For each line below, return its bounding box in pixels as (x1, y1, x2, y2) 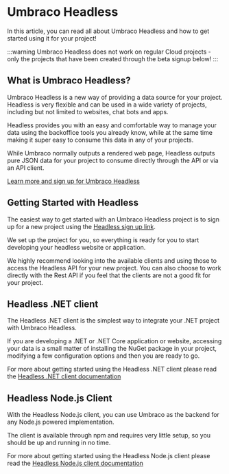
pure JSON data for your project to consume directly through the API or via (7, 156, 219, 164)
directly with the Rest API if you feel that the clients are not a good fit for (7, 271, 211, 279)
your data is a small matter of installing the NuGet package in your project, (7, 345, 217, 353)
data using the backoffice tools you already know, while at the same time (7, 128, 213, 136)
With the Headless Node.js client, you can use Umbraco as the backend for (7, 411, 219, 419)
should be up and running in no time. (7, 438, 111, 447)
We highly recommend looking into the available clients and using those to (7, 256, 217, 265)
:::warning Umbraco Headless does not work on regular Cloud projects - (7, 47, 211, 56)
